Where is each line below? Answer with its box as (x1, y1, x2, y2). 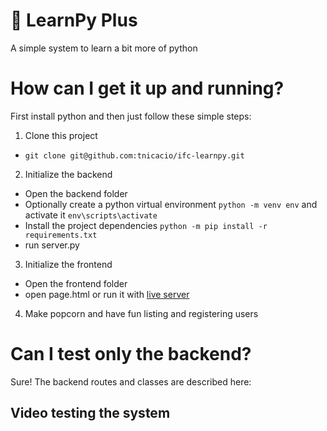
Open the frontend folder (24, 277, 128, 289)
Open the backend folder (24, 187, 128, 199)
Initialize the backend (24, 168, 113, 180)
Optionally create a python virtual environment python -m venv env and (24, 198, 318, 210)
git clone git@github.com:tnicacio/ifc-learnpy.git (24, 150, 245, 161)
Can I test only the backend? (10, 343, 252, 366)
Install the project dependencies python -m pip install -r (24, 219, 268, 231)
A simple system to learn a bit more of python (10, 42, 198, 54)
